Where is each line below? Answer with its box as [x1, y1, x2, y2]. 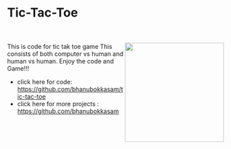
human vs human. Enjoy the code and [7, 57, 114, 65]
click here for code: [16, 77, 73, 86]
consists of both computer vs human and [7, 50, 124, 58]
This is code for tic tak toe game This [7, 42, 113, 50]
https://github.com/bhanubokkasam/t [16, 85, 124, 93]
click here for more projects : [16, 99, 100, 108]
